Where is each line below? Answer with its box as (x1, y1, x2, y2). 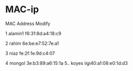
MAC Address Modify (5, 20, 50, 27)
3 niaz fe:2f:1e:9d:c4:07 (5, 50, 55, 56)
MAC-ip (5, 4, 39, 15)
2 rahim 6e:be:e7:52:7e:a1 (5, 40, 60, 46)
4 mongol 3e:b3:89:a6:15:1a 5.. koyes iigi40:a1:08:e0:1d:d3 (5, 60, 128, 66)
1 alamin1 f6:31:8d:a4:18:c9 (5, 30, 62, 36)
